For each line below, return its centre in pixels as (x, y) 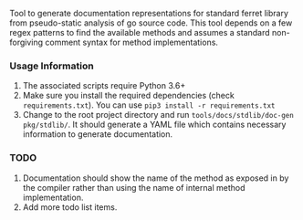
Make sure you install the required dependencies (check (128, 96)
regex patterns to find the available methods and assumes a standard (140, 32)
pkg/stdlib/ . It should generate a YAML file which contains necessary (154, 125)
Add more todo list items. (70, 207)
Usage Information (52, 66)
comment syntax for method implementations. (132, 42)
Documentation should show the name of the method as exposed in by (156, 178)
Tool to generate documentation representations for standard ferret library (149, 13)
